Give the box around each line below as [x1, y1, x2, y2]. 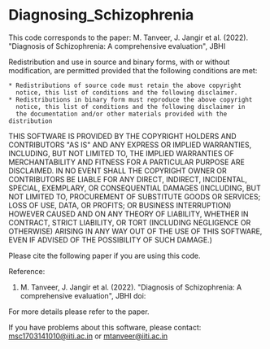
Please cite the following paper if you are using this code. [8, 251, 201, 260]
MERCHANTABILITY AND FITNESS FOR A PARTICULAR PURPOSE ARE [8, 157, 246, 167]
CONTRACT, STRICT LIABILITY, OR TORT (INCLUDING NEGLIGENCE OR [8, 217, 251, 227]
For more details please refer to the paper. [8, 307, 150, 316]
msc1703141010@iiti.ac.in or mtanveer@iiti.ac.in [8, 331, 168, 341]
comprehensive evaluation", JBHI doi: [20, 290, 146, 300]
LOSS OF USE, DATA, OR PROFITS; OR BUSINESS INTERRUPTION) [8, 200, 232, 210]
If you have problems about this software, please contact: [8, 322, 202, 332]
